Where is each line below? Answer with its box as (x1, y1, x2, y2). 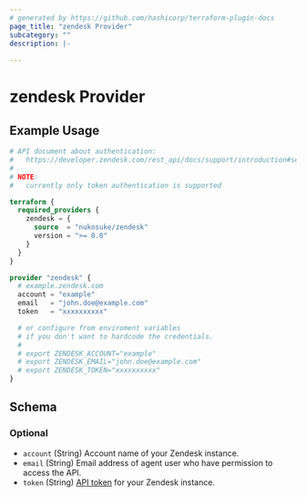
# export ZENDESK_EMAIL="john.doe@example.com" (17, 357, 202, 367)
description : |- (9, 38, 71, 48)
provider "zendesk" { (9, 273, 92, 283)
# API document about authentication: (9, 147, 157, 156)
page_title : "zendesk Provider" (9, 22, 132, 31)
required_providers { (17, 206, 100, 215)
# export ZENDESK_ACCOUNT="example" (17, 348, 157, 358)
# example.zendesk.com (17, 282, 104, 291)
